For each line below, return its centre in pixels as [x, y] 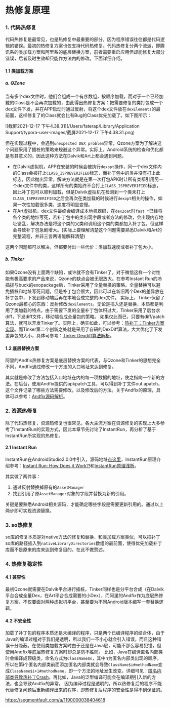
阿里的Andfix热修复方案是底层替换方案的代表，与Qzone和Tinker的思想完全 [83, 361]
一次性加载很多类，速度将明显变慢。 [55, 205]
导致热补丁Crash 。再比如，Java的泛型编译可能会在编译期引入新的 [83, 677]
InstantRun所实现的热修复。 [34, 436]
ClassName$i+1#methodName [37, 672]
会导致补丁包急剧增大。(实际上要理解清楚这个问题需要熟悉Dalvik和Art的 [87, 230]
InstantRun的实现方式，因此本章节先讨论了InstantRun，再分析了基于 [85, 429]
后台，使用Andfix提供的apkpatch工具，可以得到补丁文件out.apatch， [91, 384]
